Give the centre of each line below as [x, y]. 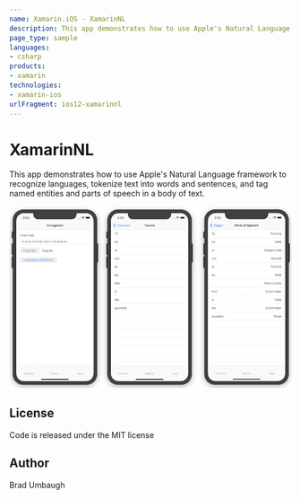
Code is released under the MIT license [82, 434]
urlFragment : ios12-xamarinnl [66, 104]
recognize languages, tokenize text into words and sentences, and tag [139, 184]
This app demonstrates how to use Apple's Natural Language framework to [148, 174]
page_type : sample [43, 38]
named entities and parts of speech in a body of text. [107, 194]
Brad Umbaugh [37, 485]
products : [28, 66]
